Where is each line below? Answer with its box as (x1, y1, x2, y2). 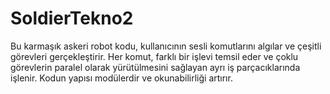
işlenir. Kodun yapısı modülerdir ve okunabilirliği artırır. (10, 72, 233, 84)
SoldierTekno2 (10, 7, 134, 30)
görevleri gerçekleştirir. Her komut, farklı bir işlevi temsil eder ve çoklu (10, 50, 299, 62)
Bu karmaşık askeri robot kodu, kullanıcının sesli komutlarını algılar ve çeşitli (10, 40, 322, 52)
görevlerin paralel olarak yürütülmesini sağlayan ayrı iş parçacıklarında (10, 61, 301, 73)
